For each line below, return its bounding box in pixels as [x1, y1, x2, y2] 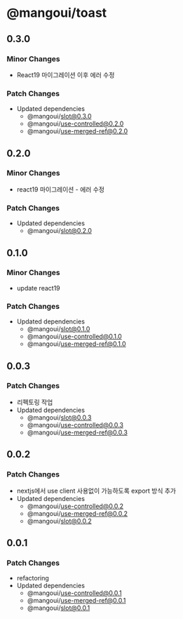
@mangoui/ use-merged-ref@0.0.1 [27, 597, 126, 605]
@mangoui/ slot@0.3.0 [27, 112, 92, 121]
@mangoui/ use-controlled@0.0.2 [27, 502, 124, 510]
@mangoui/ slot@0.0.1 [27, 604, 90, 612]
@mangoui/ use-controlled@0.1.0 [27, 332, 122, 341]
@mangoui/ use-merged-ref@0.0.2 [27, 509, 128, 517]
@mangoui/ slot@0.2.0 [27, 227, 93, 235]
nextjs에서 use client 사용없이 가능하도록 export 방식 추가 [16, 486, 177, 495]
